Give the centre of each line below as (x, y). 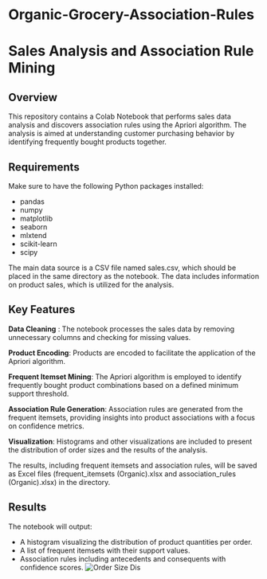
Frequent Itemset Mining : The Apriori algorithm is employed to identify (125, 377)
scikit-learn (38, 244)
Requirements (44, 167)
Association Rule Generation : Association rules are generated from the (126, 409)
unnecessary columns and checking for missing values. (100, 337)
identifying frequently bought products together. (88, 142)
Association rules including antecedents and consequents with (123, 558)
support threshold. (39, 393)
